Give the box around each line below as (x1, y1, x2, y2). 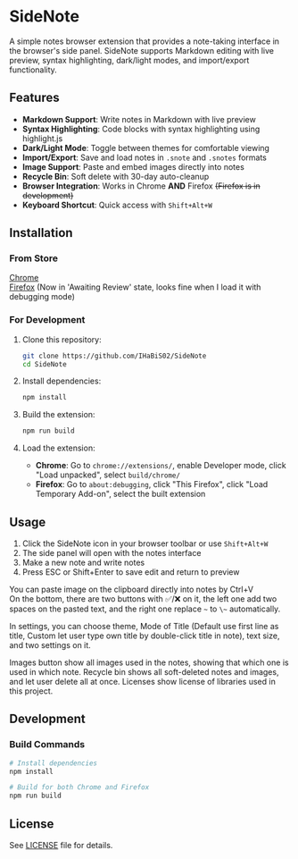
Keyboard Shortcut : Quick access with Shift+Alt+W (21, 199, 212, 210)
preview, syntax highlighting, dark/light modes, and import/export (9, 55, 250, 65)
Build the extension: (21, 409, 95, 420)
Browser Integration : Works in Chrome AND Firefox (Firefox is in (21, 181, 261, 191)
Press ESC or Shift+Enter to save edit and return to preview (21, 567, 240, 577)
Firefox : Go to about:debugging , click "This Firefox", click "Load (35, 479, 269, 490)
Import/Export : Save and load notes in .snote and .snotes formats (21, 152, 268, 163)
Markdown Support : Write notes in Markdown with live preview (21, 114, 256, 124)
